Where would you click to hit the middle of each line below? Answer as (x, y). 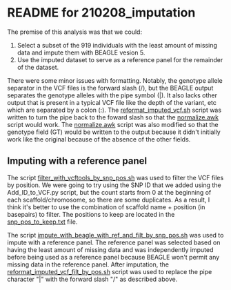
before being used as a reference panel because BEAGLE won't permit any (113, 257)
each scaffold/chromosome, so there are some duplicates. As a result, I (109, 200)
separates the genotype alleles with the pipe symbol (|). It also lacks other (112, 95)
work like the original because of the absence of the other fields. (99, 139)
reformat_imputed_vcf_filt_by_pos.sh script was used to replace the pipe (110, 271)
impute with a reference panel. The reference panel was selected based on (114, 242)
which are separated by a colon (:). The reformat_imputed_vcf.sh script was (114, 110)
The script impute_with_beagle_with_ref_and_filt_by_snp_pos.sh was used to (115, 235)
